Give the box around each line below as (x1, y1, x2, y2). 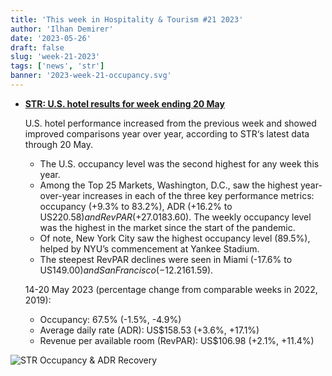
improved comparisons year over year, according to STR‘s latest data (24, 127, 310, 140)
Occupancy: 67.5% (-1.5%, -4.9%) (39, 313, 182, 325)
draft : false (10, 42, 65, 53)
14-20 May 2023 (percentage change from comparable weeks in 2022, (24, 283, 318, 295)
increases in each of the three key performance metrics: (82, 189, 315, 201)
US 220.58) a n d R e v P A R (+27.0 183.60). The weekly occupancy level (39, 211, 312, 223)
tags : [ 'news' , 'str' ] (10, 61, 105, 71)
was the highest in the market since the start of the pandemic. (39, 221, 296, 233)
